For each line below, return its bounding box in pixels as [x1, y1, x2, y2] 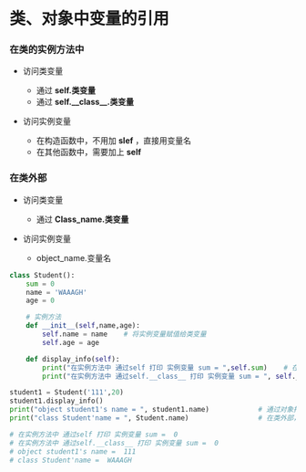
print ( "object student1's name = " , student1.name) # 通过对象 [9, 405, 294, 414]
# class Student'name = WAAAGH [9, 456, 132, 465]
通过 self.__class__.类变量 [36, 97, 135, 108]
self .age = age [42, 338, 100, 347]
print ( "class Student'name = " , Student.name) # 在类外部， [9, 414, 301, 423]
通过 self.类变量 [36, 85, 96, 96]
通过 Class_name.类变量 [36, 214, 129, 225]
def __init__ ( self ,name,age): [25, 321, 141, 330]
